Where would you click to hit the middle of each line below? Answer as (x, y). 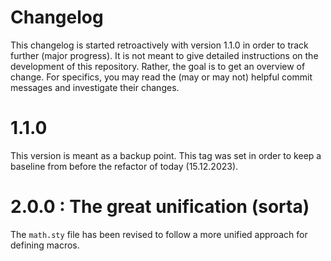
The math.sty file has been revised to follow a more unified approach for (159, 234)
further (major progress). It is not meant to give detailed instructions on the (164, 55)
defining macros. (45, 245)
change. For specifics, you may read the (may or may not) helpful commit (161, 77)
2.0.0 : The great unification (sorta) (160, 207)
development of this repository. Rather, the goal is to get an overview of (158, 66)
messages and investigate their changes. (95, 87)
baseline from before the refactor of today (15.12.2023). (124, 166)
